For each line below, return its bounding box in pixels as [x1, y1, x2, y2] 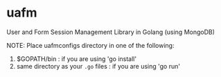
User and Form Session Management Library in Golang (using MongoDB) [6, 28, 215, 36]
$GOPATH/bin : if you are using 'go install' [16, 54, 136, 63]
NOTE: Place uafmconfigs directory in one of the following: [6, 41, 175, 49]
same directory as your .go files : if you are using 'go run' [16, 62, 181, 70]
